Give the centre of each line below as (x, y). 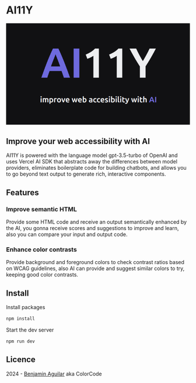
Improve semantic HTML (42, 209)
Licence (21, 360)
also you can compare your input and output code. (67, 234)
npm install (20, 319)
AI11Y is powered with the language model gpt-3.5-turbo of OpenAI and (92, 155)
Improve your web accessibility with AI (78, 141)
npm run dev (20, 341)
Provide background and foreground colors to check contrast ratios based (95, 262)
